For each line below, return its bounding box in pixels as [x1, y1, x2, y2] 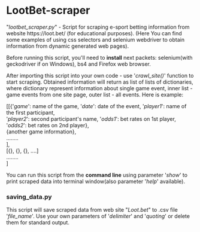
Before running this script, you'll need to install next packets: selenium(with [6, 54, 193, 61]
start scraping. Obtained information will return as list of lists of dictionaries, [6, 78, 193, 86]
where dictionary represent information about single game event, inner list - [6, 84, 193, 91]
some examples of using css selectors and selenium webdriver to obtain [6, 36, 184, 43]
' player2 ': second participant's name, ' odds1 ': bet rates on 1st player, [6, 115, 177, 123]
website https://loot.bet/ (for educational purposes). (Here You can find [6, 29, 182, 36]
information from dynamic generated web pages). [6, 42, 129, 50]
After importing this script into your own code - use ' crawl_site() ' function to [6, 72, 194, 79]
